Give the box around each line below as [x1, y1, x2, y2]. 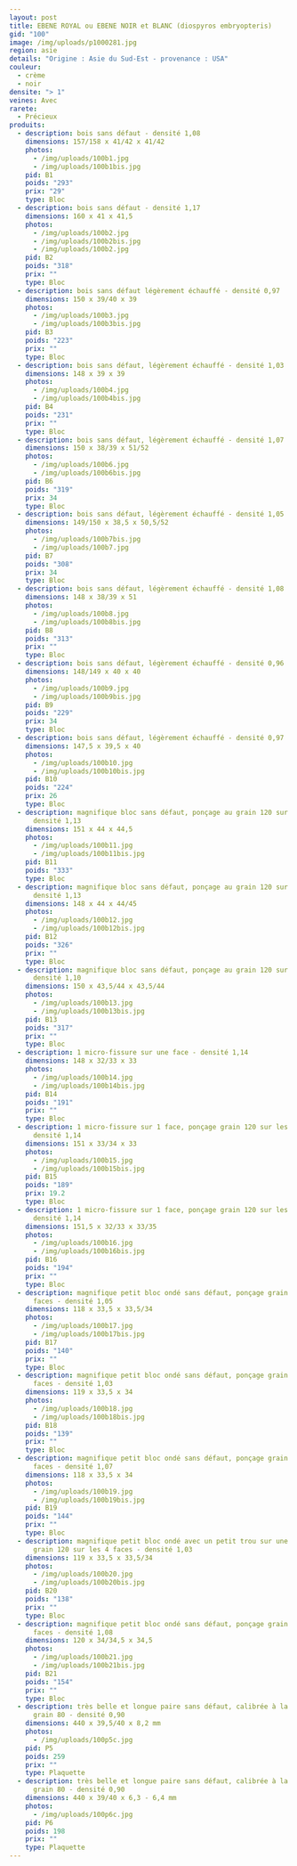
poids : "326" [25, 941, 74, 949]
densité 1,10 [32, 974, 82, 982]
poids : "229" [25, 709, 74, 718]
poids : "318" [25, 262, 74, 271]
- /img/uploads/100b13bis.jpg [32, 1006, 145, 1015]
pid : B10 [25, 775, 58, 784]
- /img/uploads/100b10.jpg [32, 758, 133, 767]
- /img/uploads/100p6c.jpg [32, 1810, 133, 1819]
